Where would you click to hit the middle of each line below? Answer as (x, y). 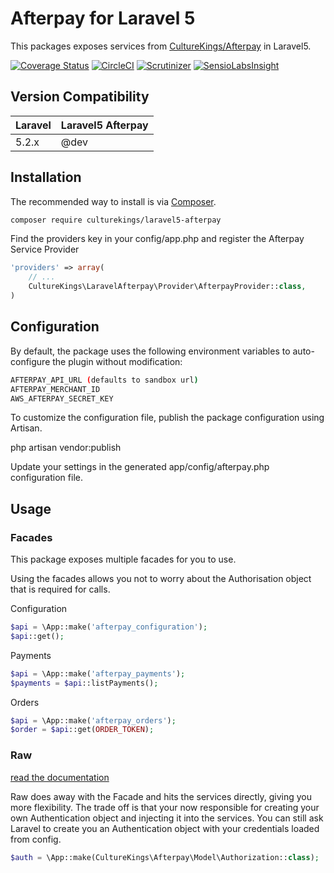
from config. (36, 839)
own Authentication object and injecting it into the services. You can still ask (167, 818)
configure (30, 361)
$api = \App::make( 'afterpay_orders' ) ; (93, 720)
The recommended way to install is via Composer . (113, 201)
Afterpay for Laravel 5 (103, 18)
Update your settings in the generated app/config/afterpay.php (140, 467)
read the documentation (60, 777)
